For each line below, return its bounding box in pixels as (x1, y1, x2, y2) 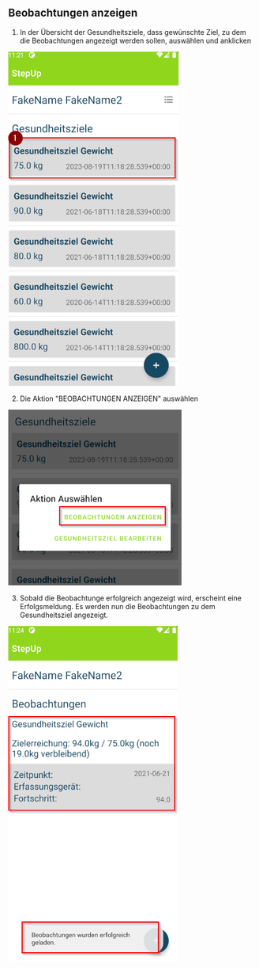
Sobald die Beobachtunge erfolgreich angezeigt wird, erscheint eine (19, 593, 242, 603)
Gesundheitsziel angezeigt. (19, 610, 109, 619)
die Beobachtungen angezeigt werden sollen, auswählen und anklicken (19, 36, 252, 45)
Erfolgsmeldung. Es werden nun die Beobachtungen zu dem (19, 601, 216, 611)
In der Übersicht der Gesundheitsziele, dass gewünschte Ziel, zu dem (19, 27, 246, 36)
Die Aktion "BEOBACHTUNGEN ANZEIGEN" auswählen (19, 394, 199, 403)
